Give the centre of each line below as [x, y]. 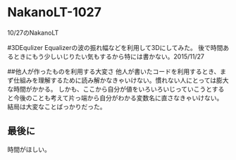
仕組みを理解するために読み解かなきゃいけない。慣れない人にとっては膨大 [121, 80]
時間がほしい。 [29, 149]
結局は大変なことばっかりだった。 [57, 106]
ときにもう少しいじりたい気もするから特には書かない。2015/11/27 [108, 56]
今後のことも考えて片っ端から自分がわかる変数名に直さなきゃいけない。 [118, 98]
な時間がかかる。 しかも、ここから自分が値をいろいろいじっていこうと [110, 89]
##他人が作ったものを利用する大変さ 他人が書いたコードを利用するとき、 [114, 71]
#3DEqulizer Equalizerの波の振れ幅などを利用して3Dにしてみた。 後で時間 [115, 47]
